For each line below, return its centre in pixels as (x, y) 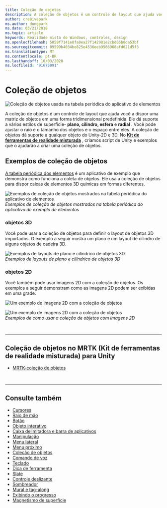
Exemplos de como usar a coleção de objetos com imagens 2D (70, 318)
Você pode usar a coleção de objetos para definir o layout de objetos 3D (80, 233)
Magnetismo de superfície (39, 501)
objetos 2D (19, 272)
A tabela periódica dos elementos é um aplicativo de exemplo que (73, 173)
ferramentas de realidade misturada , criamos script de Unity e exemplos (81, 140)
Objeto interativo (29, 426)
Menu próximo (27, 447)
